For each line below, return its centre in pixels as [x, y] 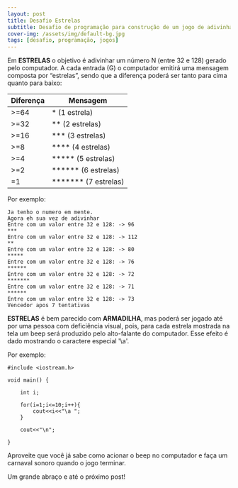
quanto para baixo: [35, 83]
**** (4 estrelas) [81, 148]
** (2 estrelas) [76, 124]
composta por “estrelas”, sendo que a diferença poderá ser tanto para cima [117, 76]
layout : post [27, 14]
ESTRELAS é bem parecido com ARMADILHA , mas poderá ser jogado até [115, 318]
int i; [30, 393]
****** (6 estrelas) [86, 170]
